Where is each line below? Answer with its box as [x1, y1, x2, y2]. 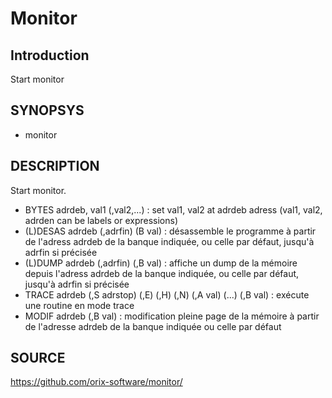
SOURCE [10, 350, 66, 367]
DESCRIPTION [10, 158, 100, 175]
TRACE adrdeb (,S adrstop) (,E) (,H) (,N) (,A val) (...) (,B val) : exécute [24, 288, 310, 301]
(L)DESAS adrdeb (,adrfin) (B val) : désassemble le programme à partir [24, 225, 317, 237]
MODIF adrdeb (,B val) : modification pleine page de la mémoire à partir [24, 310, 320, 322]
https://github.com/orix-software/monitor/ [10, 376, 183, 388]
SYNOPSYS [10, 102, 85, 119]
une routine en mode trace [24, 299, 135, 311]
